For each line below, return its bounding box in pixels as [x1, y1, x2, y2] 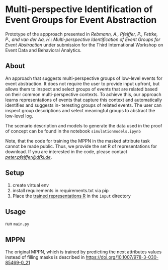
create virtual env [12, 182, 49, 188]
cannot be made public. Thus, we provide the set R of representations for [5, 143, 157, 149]
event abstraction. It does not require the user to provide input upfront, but [5, 80, 160, 86]
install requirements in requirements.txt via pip [12, 187, 109, 193]
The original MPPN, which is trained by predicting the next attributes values [5, 249, 162, 255]
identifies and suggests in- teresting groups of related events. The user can [5, 102, 162, 108]
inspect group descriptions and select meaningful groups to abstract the [5, 107, 155, 113]
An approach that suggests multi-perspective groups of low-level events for [5, 75, 162, 81]
